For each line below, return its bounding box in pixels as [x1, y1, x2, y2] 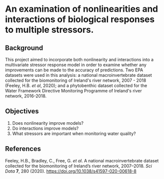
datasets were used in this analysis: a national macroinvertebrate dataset [5, 72, 152, 78]
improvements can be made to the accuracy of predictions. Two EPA [5, 67, 143, 73]
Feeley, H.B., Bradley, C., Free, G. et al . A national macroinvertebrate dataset [5, 157, 159, 163]
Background [5, 44, 43, 52]
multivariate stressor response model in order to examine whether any [5, 62, 147, 67]
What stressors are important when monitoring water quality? [12, 131, 136, 136]
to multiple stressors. [5, 24, 94, 35]
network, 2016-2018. [5, 93, 47, 99]
